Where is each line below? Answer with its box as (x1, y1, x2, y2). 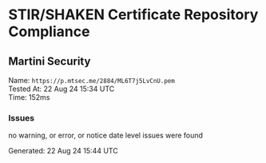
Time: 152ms (8, 93, 50, 101)
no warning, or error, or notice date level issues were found (8, 130, 204, 141)
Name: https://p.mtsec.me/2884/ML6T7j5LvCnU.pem (8, 76, 176, 85)
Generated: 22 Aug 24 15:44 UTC (8, 146, 118, 156)
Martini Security (8, 54, 91, 68)
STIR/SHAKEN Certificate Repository (8, 6, 259, 24)
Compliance (8, 22, 90, 41)
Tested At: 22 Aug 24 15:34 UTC (8, 84, 115, 93)
